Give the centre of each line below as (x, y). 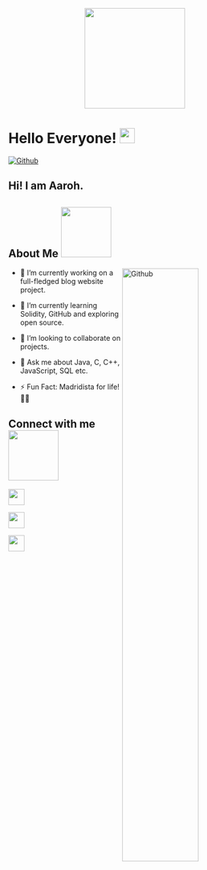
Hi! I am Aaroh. (46, 186)
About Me (33, 253)
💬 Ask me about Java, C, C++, (70, 363)
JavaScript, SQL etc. (54, 371)
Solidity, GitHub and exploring (69, 314)
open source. (42, 322)
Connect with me (52, 423)
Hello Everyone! (63, 139)
